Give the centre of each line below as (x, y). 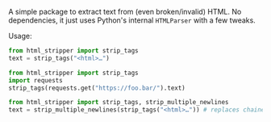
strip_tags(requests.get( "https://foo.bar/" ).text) (97, 88)
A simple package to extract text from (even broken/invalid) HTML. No (125, 12)
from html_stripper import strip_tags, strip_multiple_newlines (119, 103)
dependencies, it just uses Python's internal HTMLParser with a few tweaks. (132, 20)
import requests (35, 80)
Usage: (20, 36)
